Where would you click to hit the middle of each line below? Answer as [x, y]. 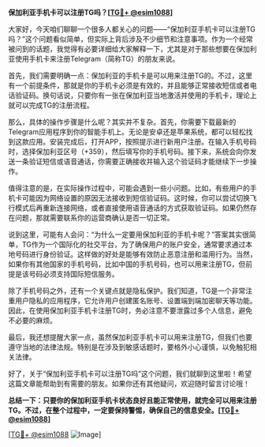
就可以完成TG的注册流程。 [51, 105]
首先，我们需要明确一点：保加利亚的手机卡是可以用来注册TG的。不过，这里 [131, 75]
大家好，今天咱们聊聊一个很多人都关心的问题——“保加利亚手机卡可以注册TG [132, 29]
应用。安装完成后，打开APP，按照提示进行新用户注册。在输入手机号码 [143, 142]
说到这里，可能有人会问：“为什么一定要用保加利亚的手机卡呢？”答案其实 [125, 235]
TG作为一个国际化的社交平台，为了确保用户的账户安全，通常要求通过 [134, 244]
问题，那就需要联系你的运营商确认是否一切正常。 [94, 218]
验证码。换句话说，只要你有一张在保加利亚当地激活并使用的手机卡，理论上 [136, 95]
